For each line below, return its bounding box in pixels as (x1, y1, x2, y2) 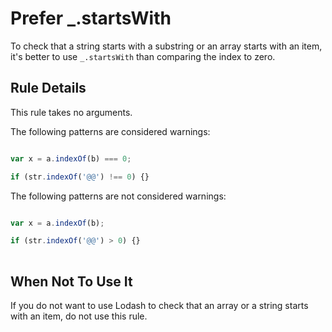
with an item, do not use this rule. (10, 310, 148, 322)
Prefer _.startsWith (10, 7, 172, 30)
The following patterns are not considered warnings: (10, 190, 227, 202)
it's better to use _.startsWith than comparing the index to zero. (10, 50, 276, 62)
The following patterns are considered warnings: (10, 125, 211, 137)
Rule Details (10, 80, 87, 97)
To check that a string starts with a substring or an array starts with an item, (10, 40, 323, 52)
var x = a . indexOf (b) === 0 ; (10, 153, 132, 164)
